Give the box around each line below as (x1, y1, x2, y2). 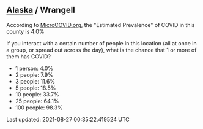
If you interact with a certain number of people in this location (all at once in (6, 39, 197, 47)
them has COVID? (6, 52, 51, 60)
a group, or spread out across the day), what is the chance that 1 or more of (6, 46, 197, 53)
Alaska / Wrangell (6, 5, 75, 15)
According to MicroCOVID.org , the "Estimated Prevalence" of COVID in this (6, 21, 195, 28)
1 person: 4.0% (15, 64, 54, 72)
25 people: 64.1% (15, 97, 59, 104)
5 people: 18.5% (15, 84, 56, 92)
